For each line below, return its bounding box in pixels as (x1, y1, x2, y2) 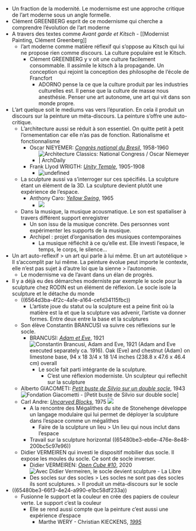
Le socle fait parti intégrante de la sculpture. (38, 366, 147, 373)
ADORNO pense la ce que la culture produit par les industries (38, 81, 188, 88)
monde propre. (38, 100, 75, 106)
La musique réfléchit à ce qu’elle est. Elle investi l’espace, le (38, 240, 185, 246)
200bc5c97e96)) (29, 442, 71, 450)
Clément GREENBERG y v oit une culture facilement (29, 56, 156, 62)
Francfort (29, 74, 52, 81)
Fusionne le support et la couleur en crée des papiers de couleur (20, 493, 179, 500)
